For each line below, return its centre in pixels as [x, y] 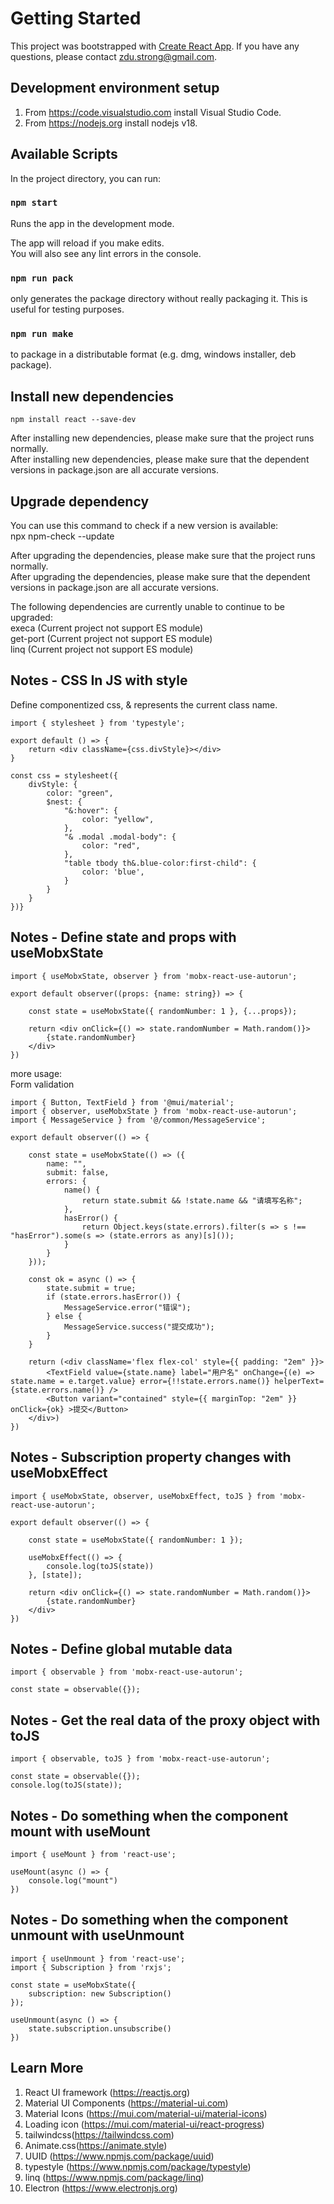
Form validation [42, 1084]
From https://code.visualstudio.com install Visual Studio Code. [153, 112]
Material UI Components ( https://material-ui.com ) [126, 2103]
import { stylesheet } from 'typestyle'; [98, 723]
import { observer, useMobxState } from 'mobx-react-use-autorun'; [154, 1111]
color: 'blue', [113, 872]
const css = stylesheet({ [64, 775]
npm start [34, 203]
